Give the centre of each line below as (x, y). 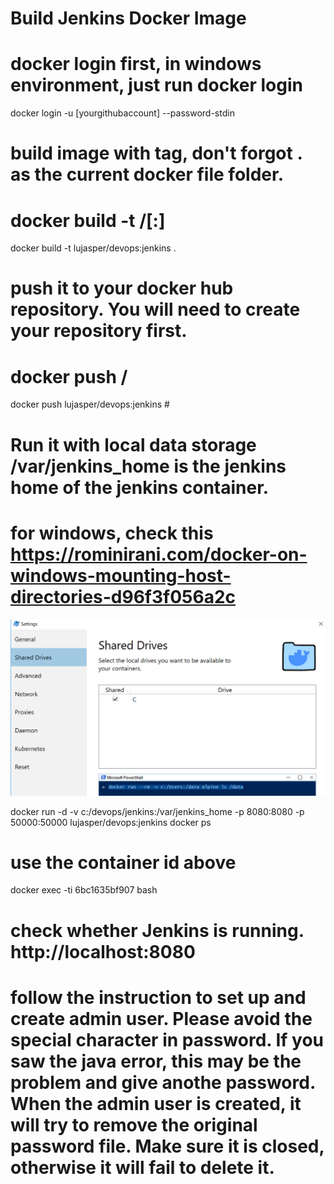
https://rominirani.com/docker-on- (159, 554)
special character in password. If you (167, 1039)
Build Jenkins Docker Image (128, 18)
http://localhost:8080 (103, 951)
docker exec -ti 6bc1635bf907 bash (84, 890)
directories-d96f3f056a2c (123, 596)
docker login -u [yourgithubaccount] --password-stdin (122, 113)
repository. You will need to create (155, 309)
